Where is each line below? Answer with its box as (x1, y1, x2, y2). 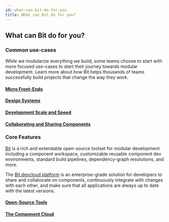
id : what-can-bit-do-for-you (5, 7, 67, 13)
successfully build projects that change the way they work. (5, 75, 128, 81)
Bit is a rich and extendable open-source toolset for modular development (5, 145, 160, 151)
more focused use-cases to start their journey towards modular (5, 63, 138, 69)
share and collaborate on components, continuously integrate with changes (5, 177, 163, 183)
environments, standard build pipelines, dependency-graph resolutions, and (5, 156, 164, 162)
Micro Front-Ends (5, 86, 43, 92)
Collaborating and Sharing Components (5, 121, 91, 127)
